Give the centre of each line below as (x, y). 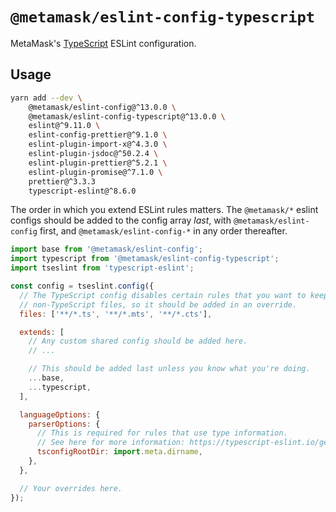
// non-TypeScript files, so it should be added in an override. (158, 304)
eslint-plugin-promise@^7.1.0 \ (95, 172)
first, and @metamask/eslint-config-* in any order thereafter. (163, 231)
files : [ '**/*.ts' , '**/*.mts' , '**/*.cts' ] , (116, 314)
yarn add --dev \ (46, 98)
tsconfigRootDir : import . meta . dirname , (119, 452)
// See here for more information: (111, 443)
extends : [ (42, 332)
